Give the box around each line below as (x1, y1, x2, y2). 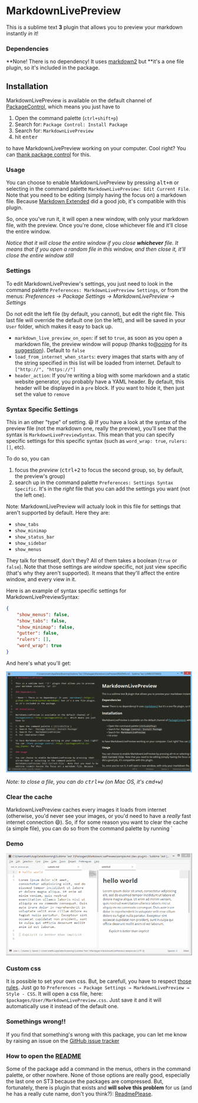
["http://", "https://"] (14, 366, 76, 372)
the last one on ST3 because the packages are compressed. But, (6, 1078, 164, 1085)
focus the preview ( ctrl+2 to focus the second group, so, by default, (14, 466, 184, 473)
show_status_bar (14, 534, 55, 540)
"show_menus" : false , (16, 611, 70, 618)
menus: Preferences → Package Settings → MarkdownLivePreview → (6, 293, 175, 300)
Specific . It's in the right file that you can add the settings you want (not (14, 485, 190, 492)
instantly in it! (6, 29, 39, 37)
